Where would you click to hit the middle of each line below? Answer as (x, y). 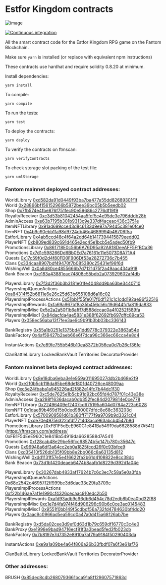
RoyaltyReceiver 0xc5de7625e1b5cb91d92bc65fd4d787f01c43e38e (75, 394)
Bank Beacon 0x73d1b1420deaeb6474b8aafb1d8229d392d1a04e (72, 462)
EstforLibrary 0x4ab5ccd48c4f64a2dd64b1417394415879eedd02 (72, 237)
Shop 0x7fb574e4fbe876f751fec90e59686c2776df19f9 (62, 211)
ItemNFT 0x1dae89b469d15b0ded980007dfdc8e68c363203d (69, 410)
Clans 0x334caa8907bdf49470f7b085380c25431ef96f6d (64, 263)
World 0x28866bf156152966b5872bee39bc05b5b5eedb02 (66, 205)
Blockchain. (17, 47)
